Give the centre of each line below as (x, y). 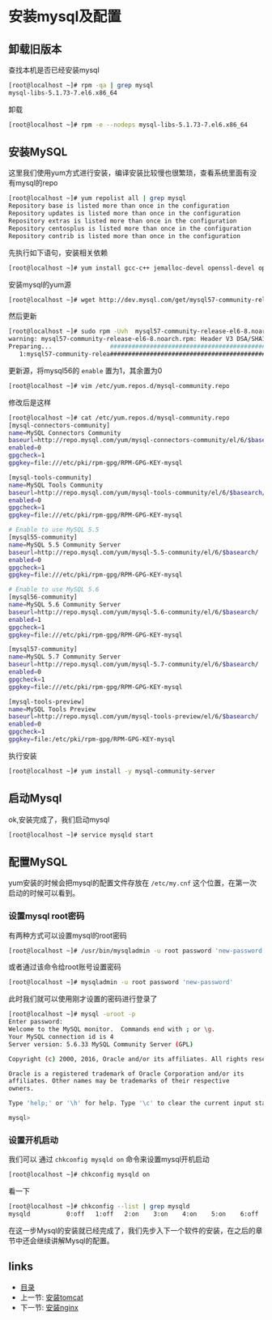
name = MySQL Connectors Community (65, 433)
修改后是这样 (30, 402)
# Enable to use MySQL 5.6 (54, 590)
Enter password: (36, 1022)
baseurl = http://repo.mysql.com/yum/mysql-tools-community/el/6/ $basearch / (137, 492)
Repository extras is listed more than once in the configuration (123, 221)
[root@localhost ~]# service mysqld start (81, 835)
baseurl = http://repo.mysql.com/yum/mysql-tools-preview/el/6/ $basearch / (134, 717)
